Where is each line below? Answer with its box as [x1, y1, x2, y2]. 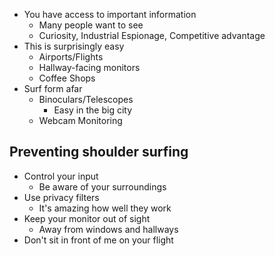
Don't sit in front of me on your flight [23, 234, 174, 246]
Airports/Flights [38, 51, 104, 63]
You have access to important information [23, 9, 197, 20]
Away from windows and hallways [38, 223, 179, 235]
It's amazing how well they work [38, 202, 172, 214]
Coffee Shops [38, 72, 96, 84]
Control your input [23, 170, 99, 182]
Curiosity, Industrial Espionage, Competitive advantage [38, 30, 266, 41]
